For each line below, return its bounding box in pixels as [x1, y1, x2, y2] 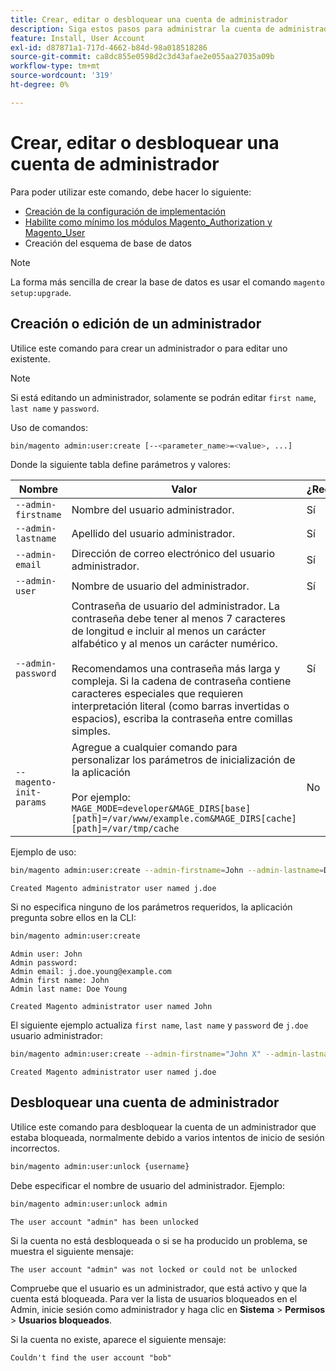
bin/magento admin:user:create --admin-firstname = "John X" [10, 1049, 262, 1060]
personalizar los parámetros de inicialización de [71, 753, 296, 767]
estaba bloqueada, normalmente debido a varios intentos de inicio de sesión [10, 1131, 325, 1143]
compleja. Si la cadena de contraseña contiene [71, 674, 292, 688]
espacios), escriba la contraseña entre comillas [71, 712, 293, 726]
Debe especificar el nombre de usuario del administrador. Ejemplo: [10, 1179, 285, 1191]
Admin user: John [10, 949, 83, 960]
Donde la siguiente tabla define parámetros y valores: [10, 459, 231, 471]
